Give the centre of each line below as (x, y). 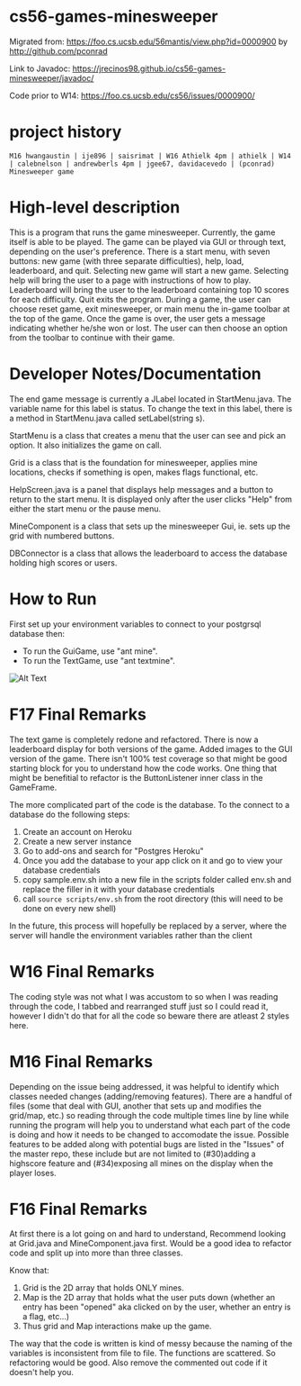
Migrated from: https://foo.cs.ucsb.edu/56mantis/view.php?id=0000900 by (149, 41)
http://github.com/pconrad (58, 50)
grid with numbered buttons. (62, 535)
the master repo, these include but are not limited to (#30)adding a (133, 1154)
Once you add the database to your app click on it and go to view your (152, 860)
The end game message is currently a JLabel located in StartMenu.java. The (150, 399)
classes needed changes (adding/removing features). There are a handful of (151, 1096)
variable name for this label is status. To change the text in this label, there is (151, 408)
